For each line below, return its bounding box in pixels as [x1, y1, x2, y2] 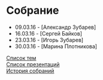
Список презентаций [6, 61, 60, 68]
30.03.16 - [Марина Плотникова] [14, 43, 98, 50]
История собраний [6, 67, 54, 74]
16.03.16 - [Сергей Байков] [14, 29, 83, 37]
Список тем [6, 54, 37, 61]
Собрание [6, 4, 59, 17]
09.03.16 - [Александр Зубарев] [14, 23, 96, 31]
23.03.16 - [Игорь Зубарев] [14, 36, 84, 43]
